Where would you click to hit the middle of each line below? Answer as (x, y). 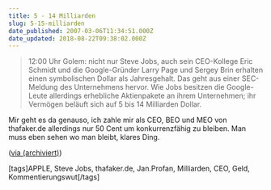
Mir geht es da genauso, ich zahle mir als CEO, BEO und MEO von (118, 120)
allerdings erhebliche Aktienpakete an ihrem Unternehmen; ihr (152, 96)
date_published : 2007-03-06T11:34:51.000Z (81, 31)
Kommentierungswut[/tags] (54, 177)
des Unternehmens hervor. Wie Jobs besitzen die (142, 87)
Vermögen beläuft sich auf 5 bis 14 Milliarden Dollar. (115, 104)
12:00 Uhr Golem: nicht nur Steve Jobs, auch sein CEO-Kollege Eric (140, 61)
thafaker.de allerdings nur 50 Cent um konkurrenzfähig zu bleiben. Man (127, 129)
